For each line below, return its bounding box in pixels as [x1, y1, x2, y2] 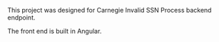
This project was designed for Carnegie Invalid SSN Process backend [7, 6, 212, 14]
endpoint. [7, 13, 36, 22]
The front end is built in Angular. [7, 27, 102, 35]
